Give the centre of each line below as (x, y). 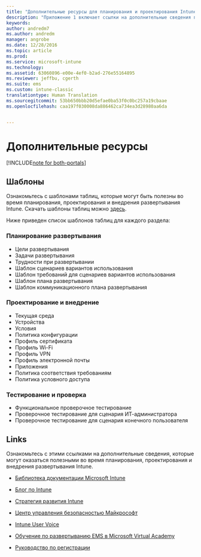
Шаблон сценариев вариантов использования (74, 268)
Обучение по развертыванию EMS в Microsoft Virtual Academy (95, 535)
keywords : (19, 23)
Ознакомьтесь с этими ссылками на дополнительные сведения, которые (100, 453)
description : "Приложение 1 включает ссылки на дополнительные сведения (99, 17)
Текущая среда (34, 315)
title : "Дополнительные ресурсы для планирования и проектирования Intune (101, 12)
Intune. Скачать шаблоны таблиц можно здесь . (66, 209)
